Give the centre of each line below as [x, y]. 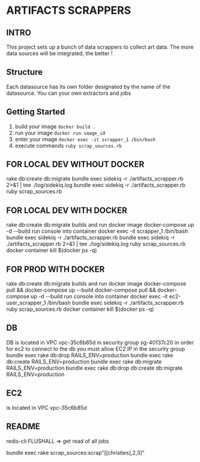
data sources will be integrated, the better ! [59, 53]
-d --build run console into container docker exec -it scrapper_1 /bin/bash [97, 231]
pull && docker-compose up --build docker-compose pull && [81, 290]
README [23, 427]
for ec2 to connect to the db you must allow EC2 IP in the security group [95, 349]
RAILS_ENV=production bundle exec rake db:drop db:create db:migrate [95, 368]
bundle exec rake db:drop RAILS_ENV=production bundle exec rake [90, 355]
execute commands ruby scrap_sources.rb [68, 145]
